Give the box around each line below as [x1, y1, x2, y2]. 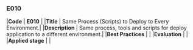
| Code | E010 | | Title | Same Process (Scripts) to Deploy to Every [6, 18, 169, 25]
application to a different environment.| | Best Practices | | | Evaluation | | [6, 31, 189, 38]
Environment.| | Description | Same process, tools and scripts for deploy [6, 24, 187, 31]
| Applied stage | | [6, 37, 51, 45]
